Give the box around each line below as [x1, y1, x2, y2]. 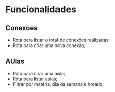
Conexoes [5, 24, 38, 32]
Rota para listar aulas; [12, 76, 58, 82]
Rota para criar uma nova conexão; [12, 42, 86, 49]
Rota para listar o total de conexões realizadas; [12, 37, 110, 43]
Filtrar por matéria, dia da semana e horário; [12, 81, 104, 87]
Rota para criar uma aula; [12, 70, 65, 76]
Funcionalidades [5, 4, 77, 15]
